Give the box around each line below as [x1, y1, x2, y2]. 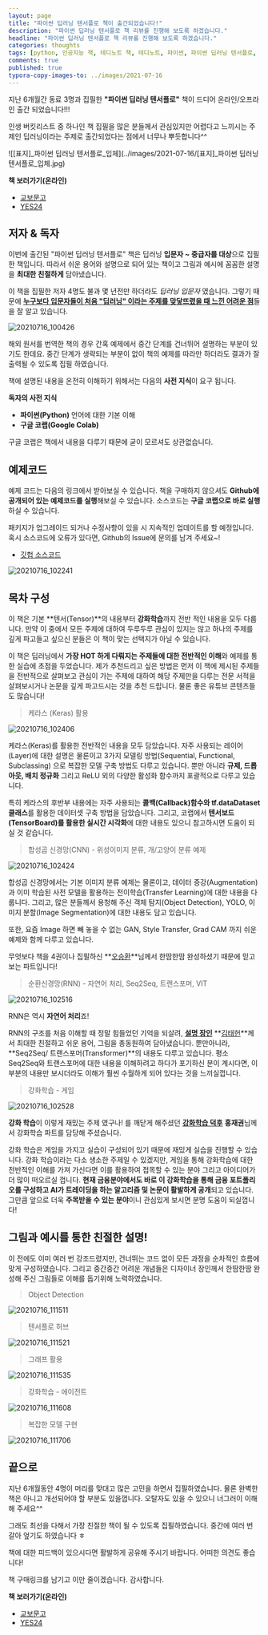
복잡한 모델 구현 [27, 1419, 78, 1429]
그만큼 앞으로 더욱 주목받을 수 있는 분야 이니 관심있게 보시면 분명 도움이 [8, 1195, 227, 1205]
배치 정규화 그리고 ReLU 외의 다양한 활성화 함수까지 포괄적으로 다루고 [25, 771, 242, 781]
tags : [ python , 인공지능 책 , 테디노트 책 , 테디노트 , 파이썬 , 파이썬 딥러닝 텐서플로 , [8, 49, 257, 57]
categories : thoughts [8, 42, 81, 50]
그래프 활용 [27, 1354, 63, 1363]
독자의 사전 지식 [8, 394, 58, 403]
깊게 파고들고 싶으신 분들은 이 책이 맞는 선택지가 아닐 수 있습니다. [8, 634, 211, 644]
